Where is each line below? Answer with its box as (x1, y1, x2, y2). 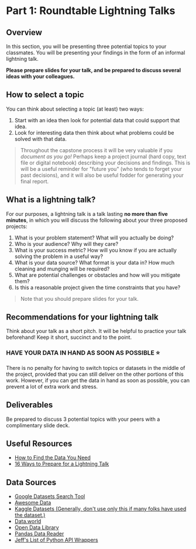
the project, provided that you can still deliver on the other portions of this (6, 370, 184, 378)
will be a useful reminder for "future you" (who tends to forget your (20, 165, 183, 172)
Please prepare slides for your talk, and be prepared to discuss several (6, 67, 181, 74)
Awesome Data (14, 499, 51, 506)
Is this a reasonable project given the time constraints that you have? (14, 284, 181, 291)
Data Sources (6, 477, 57, 487)
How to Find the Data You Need (14, 454, 91, 461)
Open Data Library (14, 524, 60, 531)
